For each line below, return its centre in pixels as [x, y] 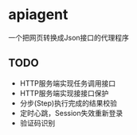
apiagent [38, 15]
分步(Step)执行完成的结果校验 [68, 103]
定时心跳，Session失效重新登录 [71, 113]
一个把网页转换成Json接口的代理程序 [69, 37]
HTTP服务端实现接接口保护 [64, 93]
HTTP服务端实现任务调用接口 [68, 83]
